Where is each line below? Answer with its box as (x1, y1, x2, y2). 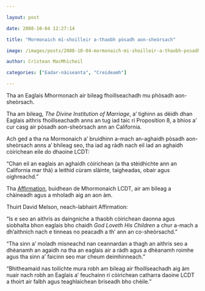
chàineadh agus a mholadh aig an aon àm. (6, 191, 113, 198)
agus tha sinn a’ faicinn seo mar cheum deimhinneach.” (6, 253, 145, 260)
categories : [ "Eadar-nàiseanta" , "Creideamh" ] (6, 70, 127, 76)
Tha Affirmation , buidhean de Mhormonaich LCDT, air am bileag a (6, 185, 171, 192)
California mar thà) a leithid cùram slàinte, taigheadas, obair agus (6, 167, 170, 173)
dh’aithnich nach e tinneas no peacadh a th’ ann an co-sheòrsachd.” (6, 228, 178, 235)
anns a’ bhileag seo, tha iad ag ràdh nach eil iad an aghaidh (34, 142, 183, 149)
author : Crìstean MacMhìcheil (6, 59, 84, 65)
